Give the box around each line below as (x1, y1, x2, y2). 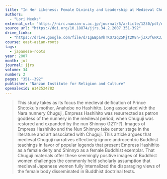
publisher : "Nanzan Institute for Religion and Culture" (5, 81, 126, 86)
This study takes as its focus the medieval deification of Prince (17, 99, 146, 105)
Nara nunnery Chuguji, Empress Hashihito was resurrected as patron (17, 110, 159, 116)
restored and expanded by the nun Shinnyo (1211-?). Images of (17, 120, 146, 127)
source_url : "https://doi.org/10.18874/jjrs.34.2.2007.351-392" (5, 26, 141, 31)
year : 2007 (5, 53, 28, 59)
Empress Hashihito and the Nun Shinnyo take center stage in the (17, 126, 150, 132)
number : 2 (5, 72, 26, 77)
